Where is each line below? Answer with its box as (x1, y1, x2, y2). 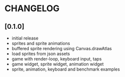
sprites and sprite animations (11, 40, 70, 46)
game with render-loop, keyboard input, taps (11, 56, 102, 61)
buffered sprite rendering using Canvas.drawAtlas (11, 46, 112, 51)
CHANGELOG (4, 3, 60, 14)
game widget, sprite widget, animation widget (11, 61, 104, 67)
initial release (11, 35, 39, 41)
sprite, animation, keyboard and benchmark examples (11, 66, 120, 72)
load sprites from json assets (11, 51, 70, 57)
